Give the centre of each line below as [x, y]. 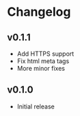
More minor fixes [41, 68]
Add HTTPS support [45, 54]
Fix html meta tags [43, 61]
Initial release [36, 106]
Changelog [39, 12]
